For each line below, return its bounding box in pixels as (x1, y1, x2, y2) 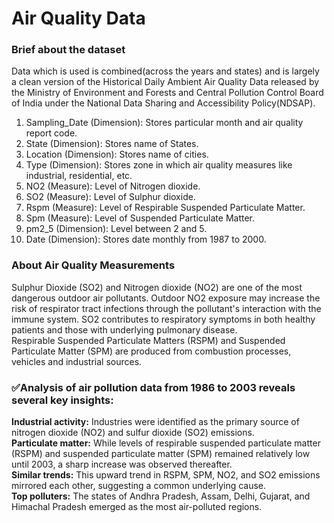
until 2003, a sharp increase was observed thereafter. (11, 458, 233, 471)
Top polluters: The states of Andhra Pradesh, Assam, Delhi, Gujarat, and (11, 490, 311, 502)
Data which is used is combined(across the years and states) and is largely (11, 65, 320, 77)
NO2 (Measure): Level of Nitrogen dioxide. (25, 180, 201, 192)
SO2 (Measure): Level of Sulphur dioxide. (25, 191, 196, 203)
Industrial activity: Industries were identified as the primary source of (11, 416, 300, 428)
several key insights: (11, 393, 114, 407)
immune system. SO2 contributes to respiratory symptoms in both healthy (11, 313, 316, 325)
